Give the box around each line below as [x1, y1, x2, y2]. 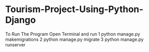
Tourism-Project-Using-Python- [5, 4, 144, 15]
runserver [5, 41, 26, 47]
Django [5, 14, 36, 26]
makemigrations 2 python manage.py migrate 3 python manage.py [5, 36, 144, 42]
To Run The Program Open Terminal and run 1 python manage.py [5, 31, 140, 37]
